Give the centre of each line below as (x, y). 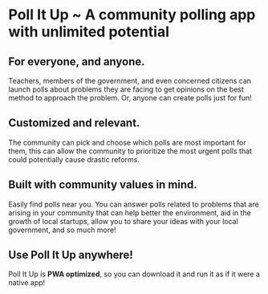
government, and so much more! (62, 230)
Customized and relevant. (74, 123)
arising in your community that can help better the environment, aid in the (130, 212)
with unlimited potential (89, 32)
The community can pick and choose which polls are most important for (127, 142)
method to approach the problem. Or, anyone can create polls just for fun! (130, 98)
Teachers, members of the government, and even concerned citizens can (130, 81)
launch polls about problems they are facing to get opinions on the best (126, 89)
